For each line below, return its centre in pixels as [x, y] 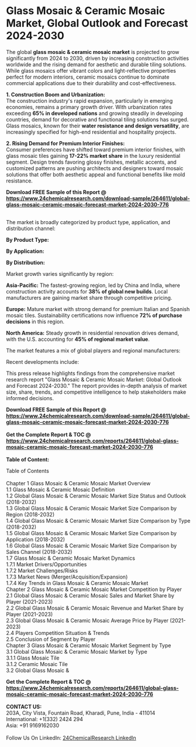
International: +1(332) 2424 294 [44, 719]
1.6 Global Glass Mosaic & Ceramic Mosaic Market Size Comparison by [92, 545]
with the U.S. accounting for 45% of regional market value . [78, 339]
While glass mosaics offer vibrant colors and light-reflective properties [91, 70]
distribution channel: [31, 228]
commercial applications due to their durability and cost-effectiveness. [91, 83]
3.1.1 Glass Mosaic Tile [33, 658]
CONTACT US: [24, 707]
